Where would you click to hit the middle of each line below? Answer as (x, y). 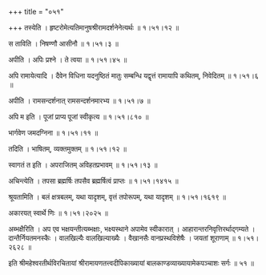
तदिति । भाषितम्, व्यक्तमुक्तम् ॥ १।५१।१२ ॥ (67, 149)
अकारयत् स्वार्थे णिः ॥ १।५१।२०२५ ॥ (58, 213)
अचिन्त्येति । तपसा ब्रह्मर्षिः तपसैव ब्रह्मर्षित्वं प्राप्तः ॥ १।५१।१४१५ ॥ (93, 181)
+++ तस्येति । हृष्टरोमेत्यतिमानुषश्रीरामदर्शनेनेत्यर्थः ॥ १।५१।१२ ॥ (94, 28)
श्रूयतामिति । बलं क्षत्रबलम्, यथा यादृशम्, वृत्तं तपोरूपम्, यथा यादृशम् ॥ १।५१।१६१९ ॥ (117, 197)
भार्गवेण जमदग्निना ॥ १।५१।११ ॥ (53, 133)
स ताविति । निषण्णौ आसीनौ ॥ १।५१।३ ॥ (63, 44)
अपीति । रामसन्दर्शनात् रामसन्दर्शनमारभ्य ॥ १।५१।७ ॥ (79, 101)
